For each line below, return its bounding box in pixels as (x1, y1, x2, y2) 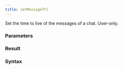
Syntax (5, 58, 22, 65)
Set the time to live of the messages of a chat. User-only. (5, 20, 119, 26)
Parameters (5, 32, 33, 39)
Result (5, 45, 21, 52)
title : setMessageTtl (5, 7, 49, 12)
